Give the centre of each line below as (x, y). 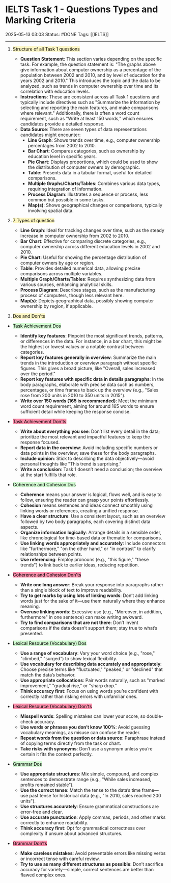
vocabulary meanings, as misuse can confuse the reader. (80, 732)
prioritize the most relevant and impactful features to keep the (85, 436)
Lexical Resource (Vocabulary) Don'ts (52, 706)
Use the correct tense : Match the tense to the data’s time (80, 790)
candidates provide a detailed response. (62, 124)
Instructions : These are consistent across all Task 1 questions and (90, 97)
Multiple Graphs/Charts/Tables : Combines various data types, (94, 183)
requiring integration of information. (65, 189)
